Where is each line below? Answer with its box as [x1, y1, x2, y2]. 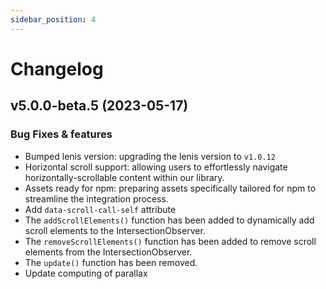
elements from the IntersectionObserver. [24, 246, 193, 258]
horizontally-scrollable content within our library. [24, 171, 225, 183]
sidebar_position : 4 [10, 14, 97, 25]
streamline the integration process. [24, 192, 169, 205]
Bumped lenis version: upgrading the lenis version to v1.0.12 [24, 150, 276, 162]
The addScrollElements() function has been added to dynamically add [24, 214, 315, 226]
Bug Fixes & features [10, 127, 113, 141]
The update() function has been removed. [24, 256, 198, 268]
